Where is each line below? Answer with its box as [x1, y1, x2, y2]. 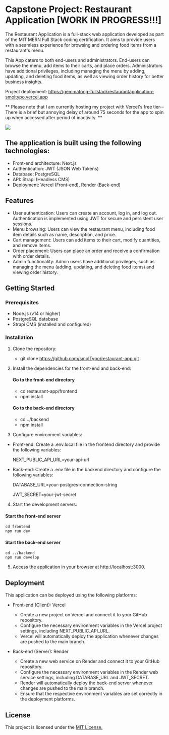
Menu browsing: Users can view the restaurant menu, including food [12, 226, 155, 232]
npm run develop [5, 555, 39, 560]
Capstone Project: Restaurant [5, 4, 132, 15]
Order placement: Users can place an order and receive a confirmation [12, 248, 160, 254]
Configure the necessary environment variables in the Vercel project [20, 622, 162, 628]
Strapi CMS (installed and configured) [12, 321, 91, 328]
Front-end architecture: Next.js [12, 160, 77, 166]
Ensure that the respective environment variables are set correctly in [20, 691, 163, 697]
